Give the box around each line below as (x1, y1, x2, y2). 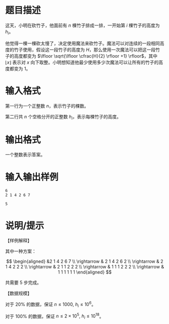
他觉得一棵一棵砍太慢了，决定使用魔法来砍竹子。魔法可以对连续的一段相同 (5, 40, 160, 46)
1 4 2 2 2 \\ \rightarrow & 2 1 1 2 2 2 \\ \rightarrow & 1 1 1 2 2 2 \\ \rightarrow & (5, 264, 164, 270)
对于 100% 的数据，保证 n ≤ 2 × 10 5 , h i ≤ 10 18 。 (5, 312, 104, 320)
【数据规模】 (5, 290, 32, 296)
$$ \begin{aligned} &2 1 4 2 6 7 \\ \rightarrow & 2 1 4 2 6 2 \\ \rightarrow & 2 (6, 258, 163, 264)
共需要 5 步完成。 (5, 280, 42, 286)
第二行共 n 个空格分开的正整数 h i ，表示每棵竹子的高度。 (5, 113, 122, 121)
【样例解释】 (5, 238, 32, 244)
